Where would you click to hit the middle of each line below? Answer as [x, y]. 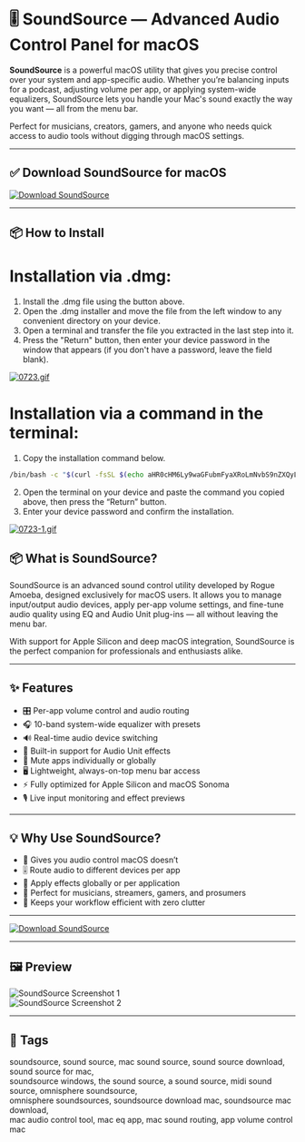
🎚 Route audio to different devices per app [101, 871]
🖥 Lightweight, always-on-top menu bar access [111, 771]
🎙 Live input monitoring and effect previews [104, 798]
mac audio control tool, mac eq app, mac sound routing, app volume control [151, 1119]
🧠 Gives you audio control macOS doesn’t [100, 860]
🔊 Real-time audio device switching [90, 737]
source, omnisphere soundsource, [74, 1090]
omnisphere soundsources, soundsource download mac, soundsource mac [151, 1100]
